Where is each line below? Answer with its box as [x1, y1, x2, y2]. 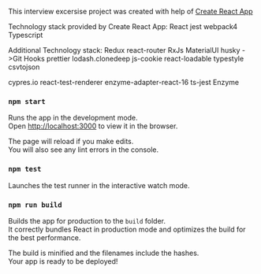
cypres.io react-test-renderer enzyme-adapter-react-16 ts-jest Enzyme [8, 78, 240, 87]
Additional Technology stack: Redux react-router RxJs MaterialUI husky [8, 46, 240, 54]
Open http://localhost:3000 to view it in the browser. [8, 121, 178, 131]
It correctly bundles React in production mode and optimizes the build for [8, 224, 246, 234]
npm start [8, 97, 46, 106]
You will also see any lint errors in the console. [8, 145, 159, 154]
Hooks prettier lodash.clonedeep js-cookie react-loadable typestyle [23, 54, 244, 63]
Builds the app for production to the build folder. [8, 216, 166, 225]
